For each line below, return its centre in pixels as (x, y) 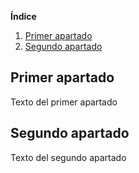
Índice (23, 16)
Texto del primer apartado (64, 102)
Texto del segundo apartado (68, 157)
